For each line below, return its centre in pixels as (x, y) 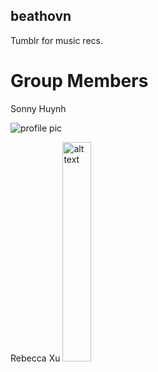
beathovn (41, 16)
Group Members (79, 81)
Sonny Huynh (38, 108)
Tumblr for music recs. (56, 40)
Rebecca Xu (35, 358)
